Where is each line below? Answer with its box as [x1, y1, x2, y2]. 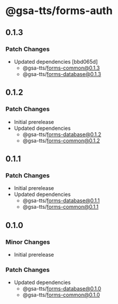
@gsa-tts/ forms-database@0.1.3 [22, 70, 102, 77]
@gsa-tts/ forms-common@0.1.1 [22, 203, 99, 210]
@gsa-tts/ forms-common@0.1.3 [22, 64, 100, 71]
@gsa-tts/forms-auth [5, 4, 113, 18]
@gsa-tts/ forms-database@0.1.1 [22, 197, 100, 204]
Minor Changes [5, 238, 50, 246]
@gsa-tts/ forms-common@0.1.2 [22, 137, 100, 144]
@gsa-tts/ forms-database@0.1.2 [22, 130, 102, 138]
